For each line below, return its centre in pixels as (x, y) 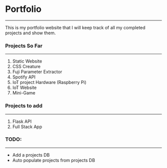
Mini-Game (24, 93)
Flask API (22, 121)
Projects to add (24, 106)
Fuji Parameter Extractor (37, 72)
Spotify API (24, 77)
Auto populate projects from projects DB (54, 160)
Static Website (27, 61)
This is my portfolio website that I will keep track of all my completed (75, 27)
